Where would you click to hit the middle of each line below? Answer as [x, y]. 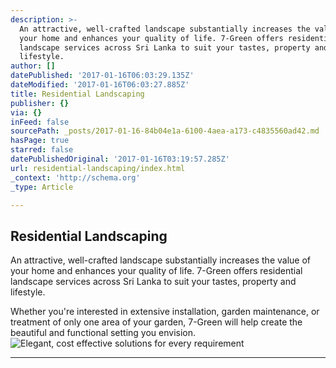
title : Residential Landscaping [77, 94]
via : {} [26, 112]
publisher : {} [40, 103]
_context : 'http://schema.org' [75, 177]
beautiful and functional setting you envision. [103, 333]
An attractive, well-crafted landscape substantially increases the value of [161, 260]
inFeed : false [40, 122]
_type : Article [42, 187]
